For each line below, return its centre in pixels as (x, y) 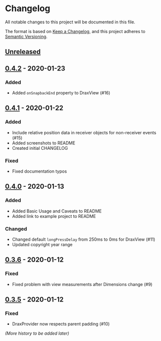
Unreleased (23, 52)
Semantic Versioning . (26, 36)
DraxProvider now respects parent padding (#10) (61, 324)
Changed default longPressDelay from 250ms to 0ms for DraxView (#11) (84, 239)
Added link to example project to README (54, 216)
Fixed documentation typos (39, 171)
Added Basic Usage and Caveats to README (57, 211)
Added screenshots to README (44, 143)
